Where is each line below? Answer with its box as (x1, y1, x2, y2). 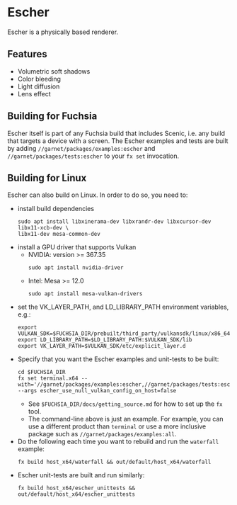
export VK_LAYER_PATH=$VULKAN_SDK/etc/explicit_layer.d (17, 343, 186, 350)
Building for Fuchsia (7, 110, 98, 123)
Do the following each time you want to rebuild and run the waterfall (17, 437, 219, 446)
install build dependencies (17, 205, 94, 213)
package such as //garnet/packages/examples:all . (28, 430, 177, 438)
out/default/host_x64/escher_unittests (17, 491, 136, 498)
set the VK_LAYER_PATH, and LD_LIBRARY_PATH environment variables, (17, 302, 229, 312)
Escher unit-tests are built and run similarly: (17, 471, 145, 480)
